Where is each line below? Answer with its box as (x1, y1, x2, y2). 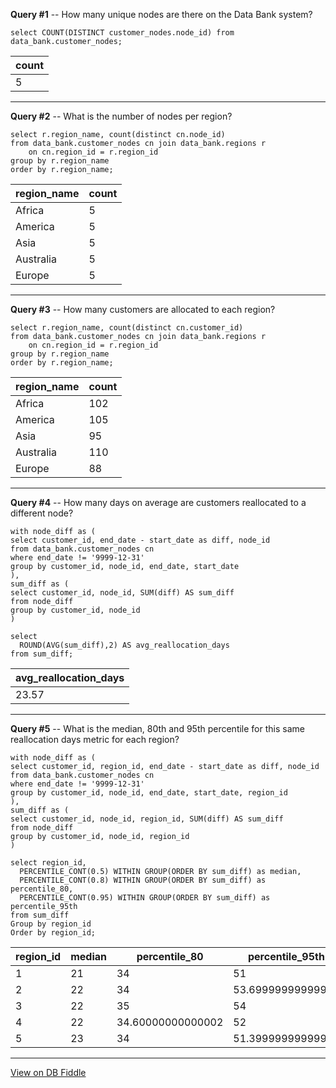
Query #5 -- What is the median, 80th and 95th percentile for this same (10, 723, 305, 734)
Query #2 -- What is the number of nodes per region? (10, 110, 233, 122)
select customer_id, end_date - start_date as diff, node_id (10, 535, 271, 545)
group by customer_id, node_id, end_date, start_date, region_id (10, 788, 288, 798)
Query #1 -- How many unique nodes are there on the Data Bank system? (10, 9, 313, 20)
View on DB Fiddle (10, 1067, 87, 1078)
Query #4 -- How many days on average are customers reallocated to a (10, 497, 307, 508)
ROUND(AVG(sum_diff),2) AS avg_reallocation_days (19, 640, 230, 650)
